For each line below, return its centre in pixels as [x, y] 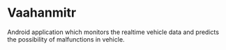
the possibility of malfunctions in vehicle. [66, 39]
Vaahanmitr [42, 13]
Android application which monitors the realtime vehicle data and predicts [113, 32]
